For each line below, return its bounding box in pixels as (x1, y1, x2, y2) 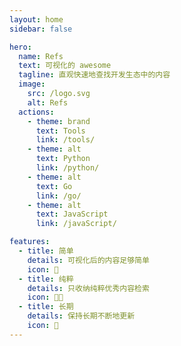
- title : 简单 (18, 246, 74, 256)
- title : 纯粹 (18, 274, 74, 284)
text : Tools (35, 126, 86, 136)
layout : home (9, 14, 64, 25)
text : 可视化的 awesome (18, 61, 112, 71)
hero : (9, 42, 32, 52)
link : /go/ (35, 191, 82, 201)
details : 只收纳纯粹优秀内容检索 (27, 283, 150, 293)
